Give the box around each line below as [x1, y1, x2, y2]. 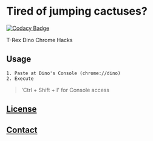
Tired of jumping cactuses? [6, 4, 148, 18]
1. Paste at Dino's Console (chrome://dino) [6, 70, 121, 76]
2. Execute [6, 75, 34, 82]
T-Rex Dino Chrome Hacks [6, 36, 73, 43]
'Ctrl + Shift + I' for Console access [21, 86, 110, 93]
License [6, 104, 37, 114]
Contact [6, 125, 38, 135]
